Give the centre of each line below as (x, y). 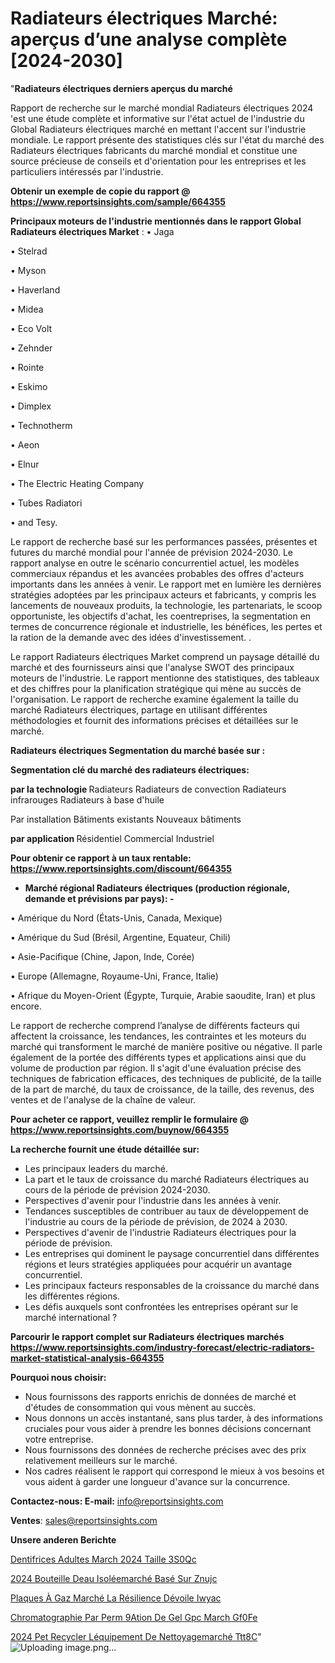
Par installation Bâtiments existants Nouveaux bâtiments (126, 819)
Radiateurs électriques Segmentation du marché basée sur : (138, 750)
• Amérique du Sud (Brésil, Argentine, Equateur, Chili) (121, 937)
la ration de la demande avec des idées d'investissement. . (131, 637)
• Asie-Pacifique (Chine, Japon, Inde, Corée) (102, 956)
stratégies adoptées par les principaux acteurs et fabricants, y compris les (163, 594)
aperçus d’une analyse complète (149, 39)
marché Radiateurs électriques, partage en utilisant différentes (139, 709)
